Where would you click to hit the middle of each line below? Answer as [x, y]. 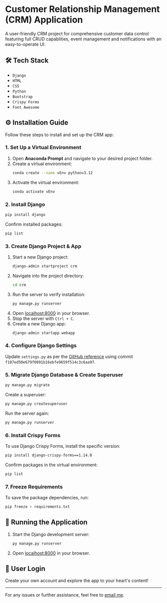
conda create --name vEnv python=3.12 [52, 173]
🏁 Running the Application [46, 522]
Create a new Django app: [39, 323]
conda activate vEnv [34, 191]
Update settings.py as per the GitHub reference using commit [69, 356]
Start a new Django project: [40, 257]
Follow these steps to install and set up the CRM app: [60, 135]
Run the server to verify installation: [49, 294]
